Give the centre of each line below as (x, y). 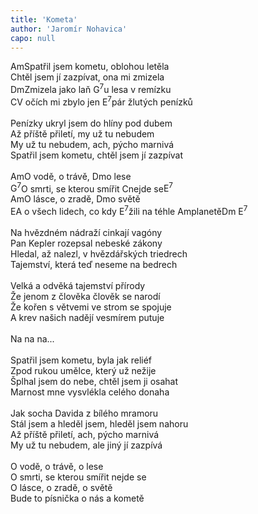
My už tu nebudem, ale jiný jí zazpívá (86, 445)
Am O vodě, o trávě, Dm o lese (71, 176)
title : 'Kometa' (44, 19)
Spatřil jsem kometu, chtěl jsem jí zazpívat (97, 155)
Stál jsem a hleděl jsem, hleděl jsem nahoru (99, 424)
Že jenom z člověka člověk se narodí (85, 296)
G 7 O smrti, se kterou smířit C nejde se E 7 (91, 188)
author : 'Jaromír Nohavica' (69, 29)
